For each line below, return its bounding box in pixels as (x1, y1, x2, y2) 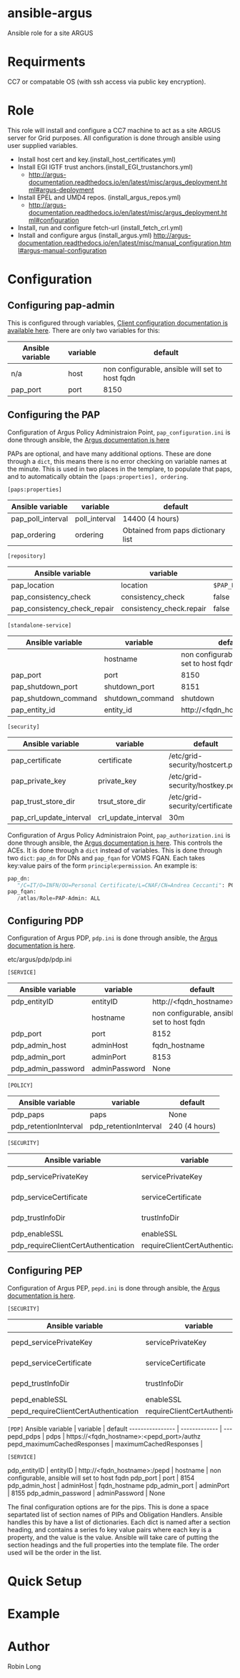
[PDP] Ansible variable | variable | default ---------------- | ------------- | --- (7, 1424, 233, 1433)
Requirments (7, 54, 86, 70)
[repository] (7, 552, 46, 560)
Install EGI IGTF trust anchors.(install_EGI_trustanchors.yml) (17, 162, 194, 171)
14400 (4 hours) (122, 513, 180, 523)
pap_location (11, 580, 55, 590)
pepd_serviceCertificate (11, 1358, 92, 1368)
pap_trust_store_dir (11, 796, 75, 806)
